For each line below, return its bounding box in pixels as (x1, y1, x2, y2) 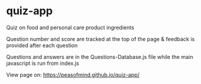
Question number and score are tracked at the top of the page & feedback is (6, 35, 195, 42)
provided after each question (6, 42, 78, 49)
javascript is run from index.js (6, 60, 79, 67)
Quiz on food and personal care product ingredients (6, 24, 134, 31)
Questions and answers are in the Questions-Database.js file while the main (6, 53, 193, 60)
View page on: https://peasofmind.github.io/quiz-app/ (6, 71, 140, 78)
